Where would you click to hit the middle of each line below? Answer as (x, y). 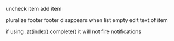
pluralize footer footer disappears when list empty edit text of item (87, 20)
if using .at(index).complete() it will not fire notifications (73, 31)
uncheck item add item (34, 9)
